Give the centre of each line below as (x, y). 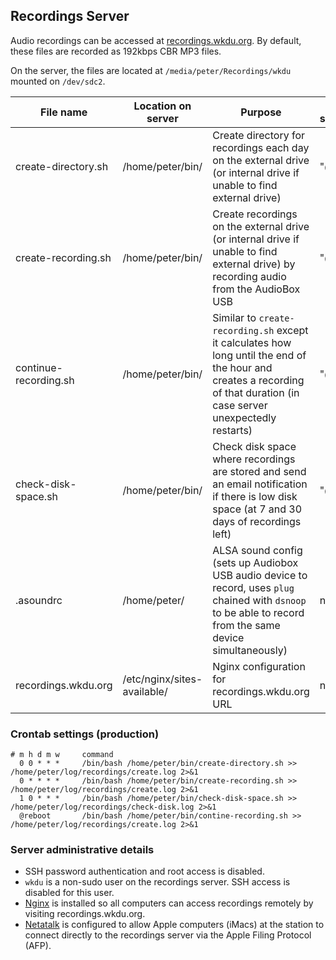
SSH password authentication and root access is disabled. (144, 871)
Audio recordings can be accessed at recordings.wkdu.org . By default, (156, 40)
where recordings (254, 459)
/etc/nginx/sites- (162, 679)
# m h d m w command (62, 755)
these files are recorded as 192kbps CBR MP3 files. (116, 51)
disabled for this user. (69, 893)
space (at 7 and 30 (257, 509)
